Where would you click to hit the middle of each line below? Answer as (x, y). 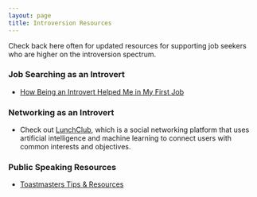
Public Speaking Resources (62, 168)
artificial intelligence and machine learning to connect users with (126, 138)
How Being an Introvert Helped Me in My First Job (102, 91)
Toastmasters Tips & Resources (72, 184)
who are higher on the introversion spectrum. (82, 54)
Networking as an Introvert (61, 112)
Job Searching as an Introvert (66, 75)
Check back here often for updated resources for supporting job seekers (127, 45)
